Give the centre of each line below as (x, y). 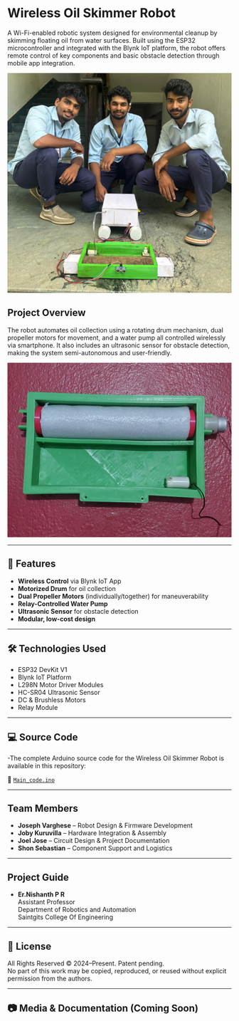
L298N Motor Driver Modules (60, 684)
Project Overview (47, 313)
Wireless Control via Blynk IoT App (69, 581)
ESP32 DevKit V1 (42, 669)
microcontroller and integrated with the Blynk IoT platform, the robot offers (117, 48)
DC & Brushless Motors (52, 700)
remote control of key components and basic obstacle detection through (113, 56)
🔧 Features (32, 564)
